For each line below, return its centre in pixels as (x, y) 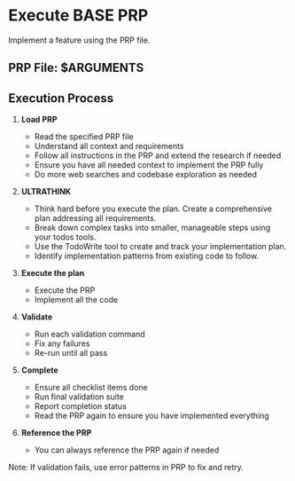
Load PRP (39, 120)
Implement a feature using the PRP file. (79, 40)
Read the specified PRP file (84, 137)
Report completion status (81, 406)
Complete (39, 370)
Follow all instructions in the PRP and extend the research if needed (158, 155)
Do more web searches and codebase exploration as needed (146, 175)
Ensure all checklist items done (91, 388)
